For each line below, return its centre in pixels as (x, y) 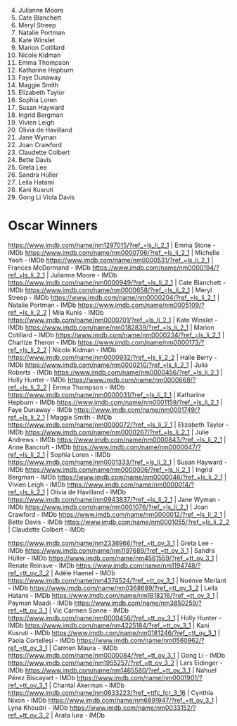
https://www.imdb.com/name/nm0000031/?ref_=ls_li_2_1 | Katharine (107, 394)
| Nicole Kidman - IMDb (83, 350)
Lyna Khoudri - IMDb (38, 708)
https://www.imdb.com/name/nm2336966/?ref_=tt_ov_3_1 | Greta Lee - (111, 543)
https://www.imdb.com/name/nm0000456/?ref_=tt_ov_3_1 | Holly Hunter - (115, 618)
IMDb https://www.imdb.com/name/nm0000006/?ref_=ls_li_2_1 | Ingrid (110, 469)
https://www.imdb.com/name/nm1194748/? (138, 565)
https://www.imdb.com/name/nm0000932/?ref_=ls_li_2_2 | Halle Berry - (113, 357)
